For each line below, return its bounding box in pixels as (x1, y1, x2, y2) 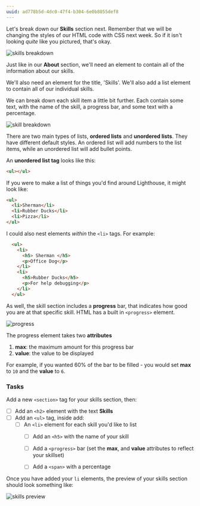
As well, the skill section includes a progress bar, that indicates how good (6, 302, 187, 309)
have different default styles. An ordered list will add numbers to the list (6, 138, 182, 146)
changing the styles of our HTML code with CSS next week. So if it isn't (6, 31, 182, 39)
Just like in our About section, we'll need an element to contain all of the (6, 61, 184, 68)
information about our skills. (6, 67, 75, 75)
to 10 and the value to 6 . (6, 368, 66, 375)
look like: (6, 186, 29, 193)
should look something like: (6, 482, 73, 489)
